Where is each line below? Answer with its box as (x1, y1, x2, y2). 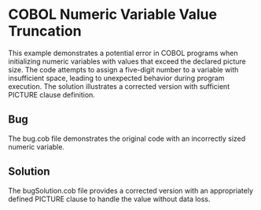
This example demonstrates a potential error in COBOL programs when (8, 48, 238, 57)
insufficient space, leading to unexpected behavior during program (8, 73, 225, 83)
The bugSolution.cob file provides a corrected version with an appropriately (8, 186, 254, 195)
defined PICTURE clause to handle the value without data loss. (8, 194, 211, 204)
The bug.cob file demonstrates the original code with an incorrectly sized (8, 134, 246, 143)
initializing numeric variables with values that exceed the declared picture (8, 57, 246, 66)
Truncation (8, 22, 82, 40)
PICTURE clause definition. (8, 90, 96, 99)
